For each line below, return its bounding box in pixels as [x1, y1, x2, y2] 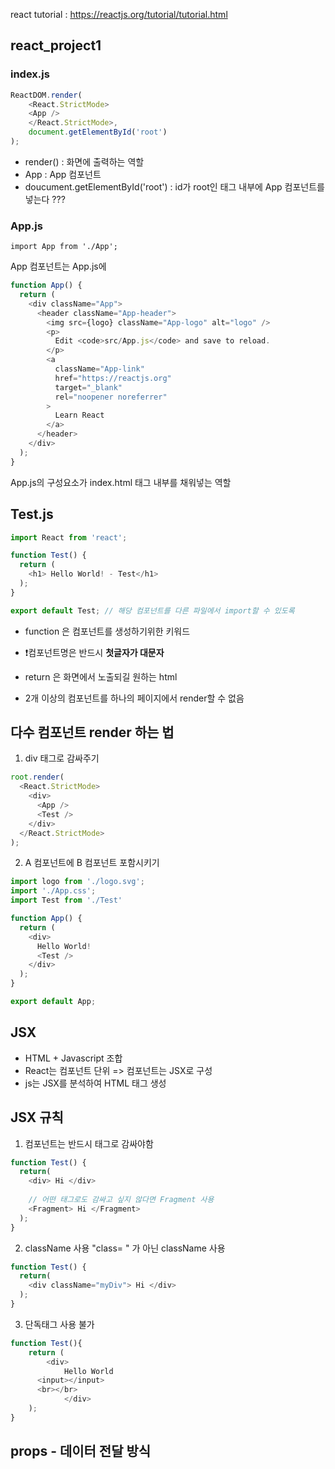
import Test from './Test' [10, 895, 123, 906]
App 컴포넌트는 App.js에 [10, 260, 107, 273]
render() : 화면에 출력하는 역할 [24, 155, 145, 168]
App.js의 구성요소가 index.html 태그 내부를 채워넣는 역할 [10, 476, 232, 488]
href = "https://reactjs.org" [54, 373, 172, 383]
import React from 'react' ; [10, 532, 128, 543]
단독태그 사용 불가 [24, 1318, 95, 1330]
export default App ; [10, 997, 97, 1007]
